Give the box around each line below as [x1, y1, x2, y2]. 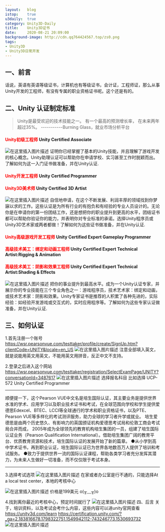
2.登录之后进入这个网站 [5, 363, 53, 369]
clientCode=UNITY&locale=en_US [5, 346, 74, 353]
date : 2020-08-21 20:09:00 [5, 30, 69, 35]
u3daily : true [5, 16, 36, 21]
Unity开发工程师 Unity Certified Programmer [5, 173, 97, 179]
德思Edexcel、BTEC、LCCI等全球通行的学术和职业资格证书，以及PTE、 [5, 408, 149, 414]
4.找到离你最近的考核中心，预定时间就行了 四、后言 [5, 499, 154, 505]
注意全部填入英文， [119, 346, 159, 353]
